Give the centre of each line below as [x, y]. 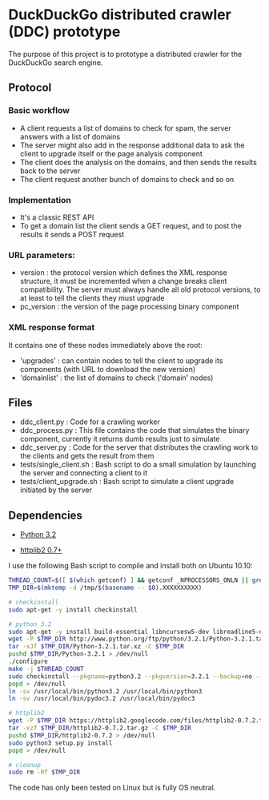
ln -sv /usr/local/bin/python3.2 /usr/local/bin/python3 [105, 691]
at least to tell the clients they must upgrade [92, 298]
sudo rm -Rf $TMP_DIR [44, 772]
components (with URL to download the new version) [108, 369]
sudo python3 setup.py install [60, 743]
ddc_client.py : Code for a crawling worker [90, 422]
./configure [28, 662]
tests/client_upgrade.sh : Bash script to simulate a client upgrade [127, 482]
